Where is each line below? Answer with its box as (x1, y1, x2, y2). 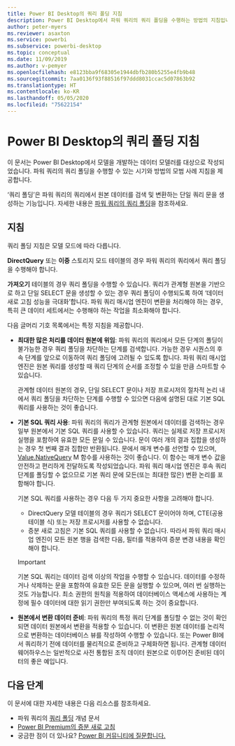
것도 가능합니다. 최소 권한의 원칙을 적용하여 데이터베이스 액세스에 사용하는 (17, 589, 220, 598)
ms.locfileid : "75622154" (7, 101, 83, 108)
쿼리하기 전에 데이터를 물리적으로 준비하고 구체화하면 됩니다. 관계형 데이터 (24, 639, 227, 647)
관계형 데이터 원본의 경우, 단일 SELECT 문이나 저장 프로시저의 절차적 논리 (17, 385, 218, 394)
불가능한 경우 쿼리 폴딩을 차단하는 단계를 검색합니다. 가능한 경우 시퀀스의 (17, 344, 215, 353)
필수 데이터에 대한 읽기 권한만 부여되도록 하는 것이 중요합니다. (30, 598, 199, 607)
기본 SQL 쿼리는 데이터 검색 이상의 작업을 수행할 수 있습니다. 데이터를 (17, 572, 207, 580)
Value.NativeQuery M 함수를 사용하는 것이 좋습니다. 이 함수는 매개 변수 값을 (17, 452, 226, 461)
